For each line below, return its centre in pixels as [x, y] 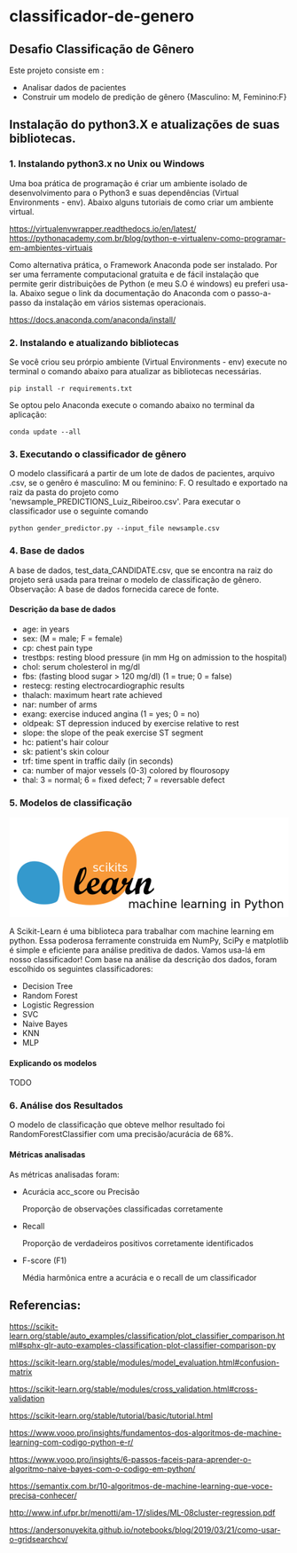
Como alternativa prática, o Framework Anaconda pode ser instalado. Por [143, 264]
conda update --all [45, 432]
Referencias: [45, 1306]
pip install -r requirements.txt [71, 388]
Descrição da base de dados [63, 609]
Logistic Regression [58, 1005]
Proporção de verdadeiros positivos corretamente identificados [138, 1243]
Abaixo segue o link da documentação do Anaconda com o [128, 293]
